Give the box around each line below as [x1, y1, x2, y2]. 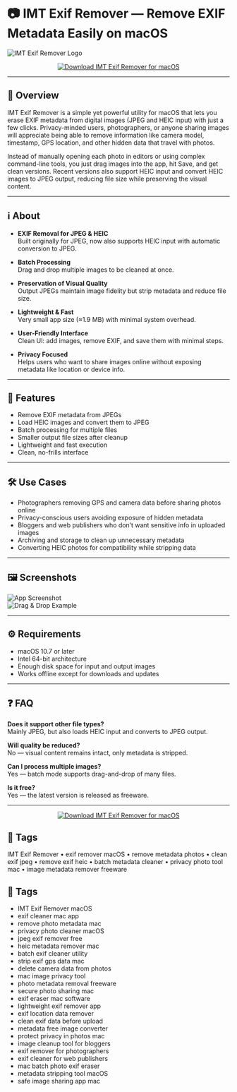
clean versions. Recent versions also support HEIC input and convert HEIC [7, 167, 224, 175]
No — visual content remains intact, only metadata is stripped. [7, 748, 188, 757]
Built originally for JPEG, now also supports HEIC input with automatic [17, 236, 221, 245]
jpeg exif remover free [17, 935, 83, 943]
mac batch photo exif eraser [17, 1062, 100, 1070]
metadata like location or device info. [17, 365, 126, 373]
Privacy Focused [17, 350, 68, 359]
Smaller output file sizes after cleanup [17, 433, 128, 442]
